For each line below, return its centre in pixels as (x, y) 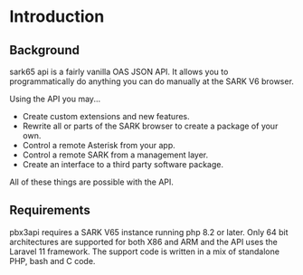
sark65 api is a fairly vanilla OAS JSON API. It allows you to (119, 71)
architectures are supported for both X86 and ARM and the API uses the (144, 242)
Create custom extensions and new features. (106, 116)
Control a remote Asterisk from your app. (99, 145)
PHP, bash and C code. (52, 261)
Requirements (50, 210)
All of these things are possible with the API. (92, 182)
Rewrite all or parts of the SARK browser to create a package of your (150, 126)
